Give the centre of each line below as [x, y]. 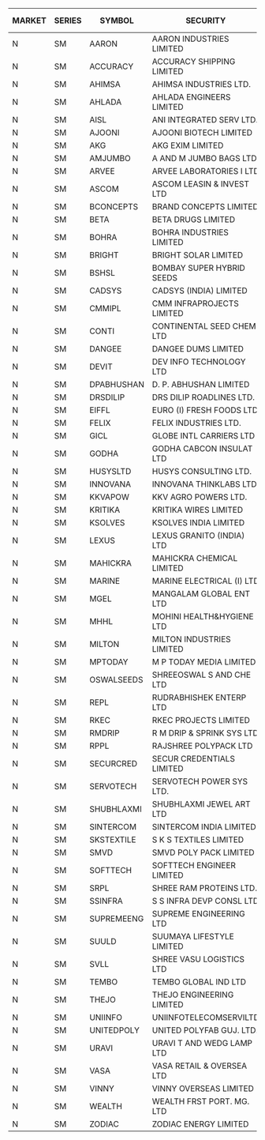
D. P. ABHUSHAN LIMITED [201, 384]
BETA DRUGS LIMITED [194, 219]
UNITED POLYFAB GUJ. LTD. [205, 1030]
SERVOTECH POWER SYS [200, 781]
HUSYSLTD [110, 471]
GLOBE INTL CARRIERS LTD [203, 436]
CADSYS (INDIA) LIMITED [200, 290]
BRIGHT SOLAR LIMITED [198, 255]
